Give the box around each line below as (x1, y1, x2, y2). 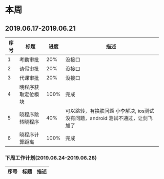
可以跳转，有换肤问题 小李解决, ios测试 (65, 108, 155, 114)
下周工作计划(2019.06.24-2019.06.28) (5, 154, 97, 161)
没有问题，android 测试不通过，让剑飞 (65, 115, 153, 121)
